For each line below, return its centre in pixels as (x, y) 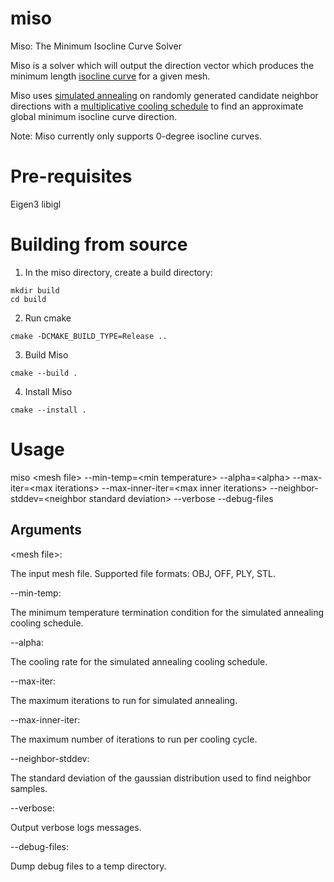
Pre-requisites (71, 176)
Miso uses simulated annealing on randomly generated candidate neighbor (164, 95)
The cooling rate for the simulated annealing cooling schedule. (139, 661)
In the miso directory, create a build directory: (118, 272)
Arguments (46, 530)
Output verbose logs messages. (76, 827)
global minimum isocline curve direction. (93, 116)
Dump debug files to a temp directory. (88, 866)
